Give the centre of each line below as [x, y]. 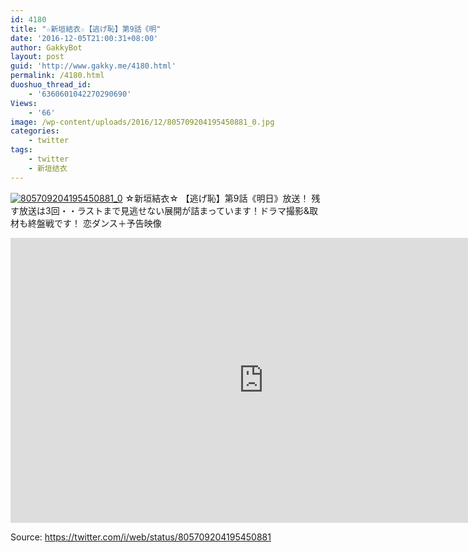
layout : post [37, 57]
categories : [35, 131]
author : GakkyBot [46, 47]
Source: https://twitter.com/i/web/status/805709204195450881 [141, 537]
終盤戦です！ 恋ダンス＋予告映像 [94, 223]
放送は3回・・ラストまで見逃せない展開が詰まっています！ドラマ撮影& [164, 210]
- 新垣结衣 [48, 168]
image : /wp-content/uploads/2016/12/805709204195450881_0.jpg [142, 122]
